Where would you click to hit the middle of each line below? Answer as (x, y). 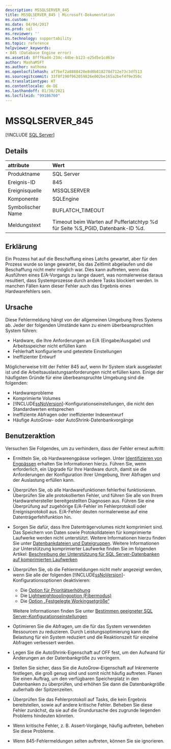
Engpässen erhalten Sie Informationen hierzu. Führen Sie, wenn (79, 463)
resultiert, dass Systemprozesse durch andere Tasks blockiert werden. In (82, 280)
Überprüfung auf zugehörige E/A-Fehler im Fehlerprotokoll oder (79, 506)
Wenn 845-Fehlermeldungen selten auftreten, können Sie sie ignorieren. (88, 741)
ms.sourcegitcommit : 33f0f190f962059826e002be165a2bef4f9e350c (74, 77)
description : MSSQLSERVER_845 (37, 10)
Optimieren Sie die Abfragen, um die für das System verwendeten (82, 626)
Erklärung (21, 247)
